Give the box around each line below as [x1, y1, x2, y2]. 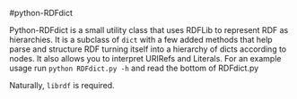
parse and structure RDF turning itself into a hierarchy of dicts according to [9, 44, 287, 54]
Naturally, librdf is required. [9, 80, 115, 90]
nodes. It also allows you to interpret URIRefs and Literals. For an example [9, 54, 282, 63]
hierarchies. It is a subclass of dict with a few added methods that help [9, 35, 273, 45]
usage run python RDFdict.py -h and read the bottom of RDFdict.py [9, 62, 259, 73]
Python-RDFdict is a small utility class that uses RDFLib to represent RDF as [9, 25, 289, 35]
